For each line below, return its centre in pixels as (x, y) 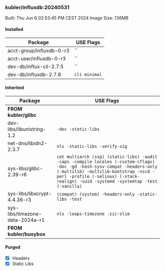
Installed (14, 29)
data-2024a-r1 (26, 220)
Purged (13, 247)
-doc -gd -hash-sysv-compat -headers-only (107, 166)
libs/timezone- (25, 214)
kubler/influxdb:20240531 (37, 7)
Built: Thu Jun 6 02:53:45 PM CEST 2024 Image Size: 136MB (67, 18)
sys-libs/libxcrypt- (30, 193)
